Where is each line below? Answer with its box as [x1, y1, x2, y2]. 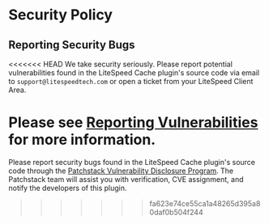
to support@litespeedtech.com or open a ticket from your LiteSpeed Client [8, 77, 254, 86]
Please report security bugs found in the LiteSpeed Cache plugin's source [8, 157, 256, 167]
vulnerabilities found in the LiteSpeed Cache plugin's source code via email [8, 68, 260, 78]
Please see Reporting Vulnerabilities [8, 113, 258, 132]
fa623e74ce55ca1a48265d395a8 [149, 198, 261, 208]
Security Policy [8, 6, 113, 24]
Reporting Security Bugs [8, 38, 135, 52]
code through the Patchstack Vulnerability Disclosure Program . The [8, 166, 234, 175]
